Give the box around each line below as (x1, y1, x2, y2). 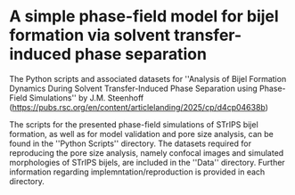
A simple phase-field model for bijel (9, 6, 279, 27)
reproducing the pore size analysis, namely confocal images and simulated (9, 147, 284, 158)
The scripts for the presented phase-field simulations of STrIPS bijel (9, 118, 258, 130)
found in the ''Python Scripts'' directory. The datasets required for (9, 138, 252, 149)
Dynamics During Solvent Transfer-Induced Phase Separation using (9, 83, 258, 93)
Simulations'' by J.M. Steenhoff (29, 92, 144, 103)
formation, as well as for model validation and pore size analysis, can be (9, 128, 274, 139)
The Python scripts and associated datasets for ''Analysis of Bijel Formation (9, 73, 287, 84)
